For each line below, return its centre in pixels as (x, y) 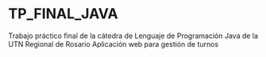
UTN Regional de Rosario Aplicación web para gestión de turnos (114, 44)
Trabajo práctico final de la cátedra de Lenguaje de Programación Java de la (133, 36)
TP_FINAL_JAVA (63, 14)
